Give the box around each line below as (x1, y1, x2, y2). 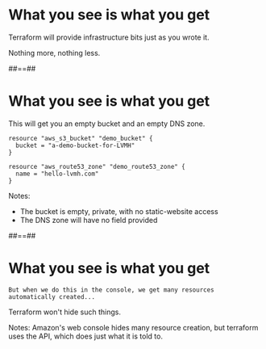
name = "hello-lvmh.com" (15, 170, 99, 178)
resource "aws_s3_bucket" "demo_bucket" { (8, 134, 153, 142)
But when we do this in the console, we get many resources (8, 285, 215, 294)
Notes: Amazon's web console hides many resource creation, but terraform (8, 322, 259, 332)
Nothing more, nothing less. (8, 48, 101, 57)
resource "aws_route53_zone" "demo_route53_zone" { (8, 162, 185, 170)
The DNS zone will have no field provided (19, 215, 158, 225)
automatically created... (8, 292, 95, 301)
